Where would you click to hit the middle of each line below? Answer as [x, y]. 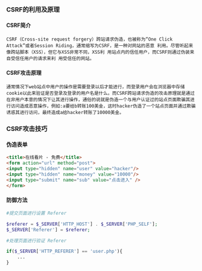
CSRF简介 [19, 25]
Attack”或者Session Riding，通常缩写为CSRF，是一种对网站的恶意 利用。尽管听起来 [100, 46]
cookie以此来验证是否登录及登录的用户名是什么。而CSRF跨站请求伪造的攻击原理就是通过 [100, 94]
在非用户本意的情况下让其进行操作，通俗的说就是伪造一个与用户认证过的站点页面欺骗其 [98, 100]
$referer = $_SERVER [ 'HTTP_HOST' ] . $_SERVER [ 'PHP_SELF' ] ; [82, 224]
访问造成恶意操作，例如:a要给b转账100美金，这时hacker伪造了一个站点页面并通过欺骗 [103, 106]
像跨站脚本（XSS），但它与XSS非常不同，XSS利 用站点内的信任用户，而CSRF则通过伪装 [98, 53]
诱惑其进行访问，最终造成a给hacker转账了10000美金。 [65, 113]
